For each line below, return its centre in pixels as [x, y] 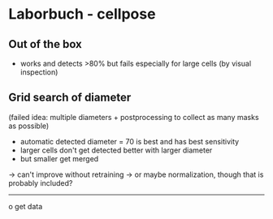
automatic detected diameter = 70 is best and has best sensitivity [130, 141]
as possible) [29, 126]
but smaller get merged [59, 158]
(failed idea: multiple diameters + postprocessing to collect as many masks [134, 117]
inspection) [39, 72]
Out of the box [45, 44]
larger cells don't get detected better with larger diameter [116, 150]
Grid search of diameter [70, 98]
